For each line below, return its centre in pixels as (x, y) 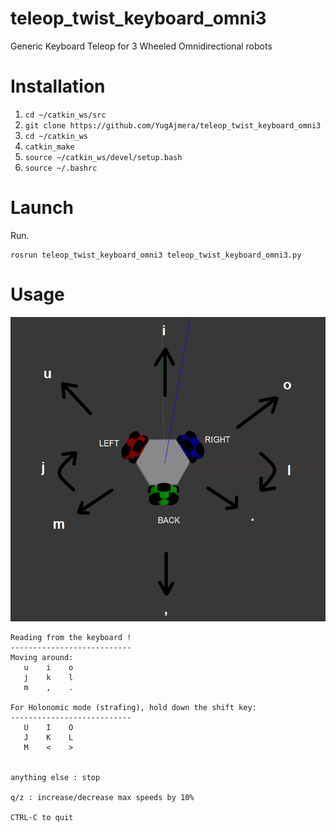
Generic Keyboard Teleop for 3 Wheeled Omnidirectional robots (141, 46)
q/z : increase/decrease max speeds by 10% (102, 798)
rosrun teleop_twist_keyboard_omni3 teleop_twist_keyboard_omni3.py (156, 255)
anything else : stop (55, 778)
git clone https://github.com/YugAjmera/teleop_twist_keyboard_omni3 (173, 125)
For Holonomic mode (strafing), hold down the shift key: (133, 708)
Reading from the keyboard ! (71, 638)
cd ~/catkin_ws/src (65, 115)
